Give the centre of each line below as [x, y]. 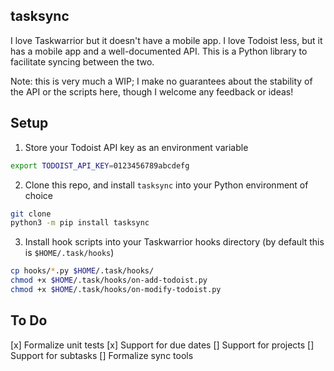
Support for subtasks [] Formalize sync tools [102, 355]
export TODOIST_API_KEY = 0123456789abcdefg [100, 165]
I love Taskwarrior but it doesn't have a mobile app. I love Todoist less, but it [166, 40]
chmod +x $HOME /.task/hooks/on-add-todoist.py [109, 280]
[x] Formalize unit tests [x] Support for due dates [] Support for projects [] [162, 345]
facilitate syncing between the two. [82, 61]
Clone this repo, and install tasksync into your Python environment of [166, 185]
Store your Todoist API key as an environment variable [136, 147]
